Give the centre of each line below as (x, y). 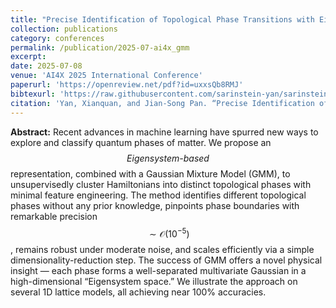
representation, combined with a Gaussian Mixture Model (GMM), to (150, 173)
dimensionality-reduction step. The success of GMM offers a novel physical (166, 260)
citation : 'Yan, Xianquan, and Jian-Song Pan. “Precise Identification (162, 103)
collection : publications (64, 29)
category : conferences (57, 38)
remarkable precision (54, 216)
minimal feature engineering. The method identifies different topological (158, 195)
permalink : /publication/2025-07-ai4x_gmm (100, 47)
